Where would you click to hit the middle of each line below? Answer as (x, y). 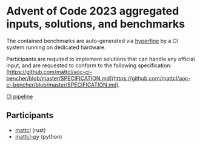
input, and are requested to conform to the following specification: (89, 65)
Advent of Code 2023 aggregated (93, 11)
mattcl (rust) (31, 130)
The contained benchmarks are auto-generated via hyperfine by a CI (92, 41)
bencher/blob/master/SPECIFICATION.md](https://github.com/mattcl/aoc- (98, 78)
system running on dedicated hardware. (56, 47)
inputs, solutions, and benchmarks (96, 24)
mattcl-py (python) (38, 136)
